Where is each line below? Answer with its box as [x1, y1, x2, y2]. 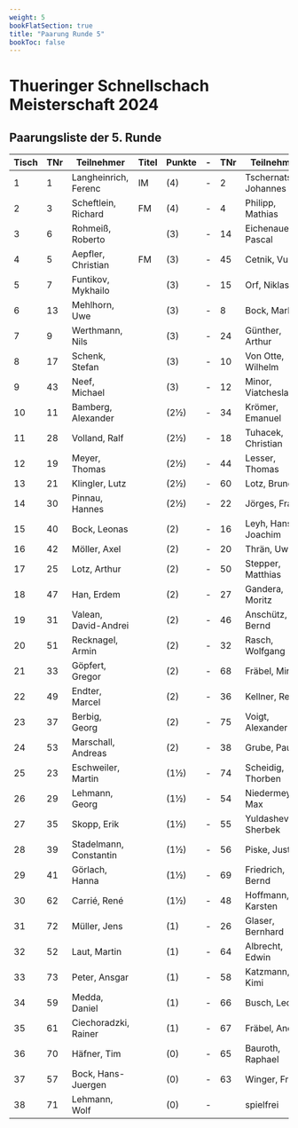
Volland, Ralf [71, 432, 124, 445]
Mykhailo [71, 285, 110, 297]
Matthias [245, 569, 282, 581]
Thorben [245, 773, 281, 785]
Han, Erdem [71, 588, 122, 601]
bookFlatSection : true [9, 21, 93, 30]
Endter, [71, 685, 102, 698]
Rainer [71, 1028, 99, 1040]
